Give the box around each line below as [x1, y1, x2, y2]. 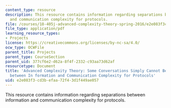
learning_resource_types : [5, 31, 60, 36]
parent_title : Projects [5, 49, 56, 55]
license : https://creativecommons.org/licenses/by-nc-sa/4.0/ [5, 40, 140, 45]
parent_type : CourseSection [5, 54, 65, 60]
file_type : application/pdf [5, 26, 65, 31]
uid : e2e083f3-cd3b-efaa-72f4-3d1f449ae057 [5, 78, 99, 83]
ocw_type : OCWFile [5, 45, 44, 50]
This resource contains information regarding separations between [5, 91, 146, 97]
